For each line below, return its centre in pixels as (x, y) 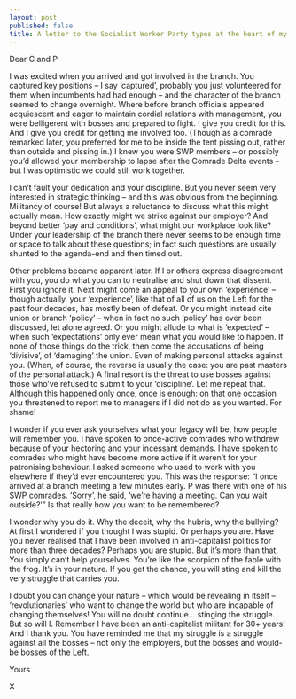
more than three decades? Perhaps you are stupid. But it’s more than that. (144, 550)
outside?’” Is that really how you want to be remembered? (114, 505)
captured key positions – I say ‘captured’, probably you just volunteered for (145, 86)
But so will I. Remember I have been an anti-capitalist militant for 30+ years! (148, 624)
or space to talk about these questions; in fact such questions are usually (143, 244)
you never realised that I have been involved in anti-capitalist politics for (140, 541)
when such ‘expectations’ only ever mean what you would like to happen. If (146, 337)
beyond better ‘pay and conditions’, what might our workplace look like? (140, 225)
